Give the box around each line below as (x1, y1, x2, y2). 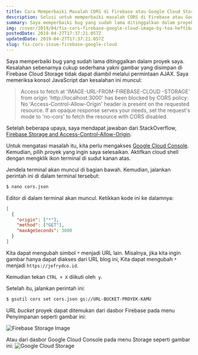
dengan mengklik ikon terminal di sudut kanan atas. (6, 155, 131, 162)
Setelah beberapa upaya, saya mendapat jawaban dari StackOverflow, (6, 124, 177, 132)
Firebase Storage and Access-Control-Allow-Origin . (6, 130, 132, 137)
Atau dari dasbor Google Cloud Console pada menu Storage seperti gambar (6, 336, 190, 343)
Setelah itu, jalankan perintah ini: (6, 284, 85, 292)
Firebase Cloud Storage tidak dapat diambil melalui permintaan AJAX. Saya (6, 70, 189, 77)
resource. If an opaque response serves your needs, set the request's (20, 107, 190, 114)
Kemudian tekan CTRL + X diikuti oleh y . (6, 273, 103, 280)
